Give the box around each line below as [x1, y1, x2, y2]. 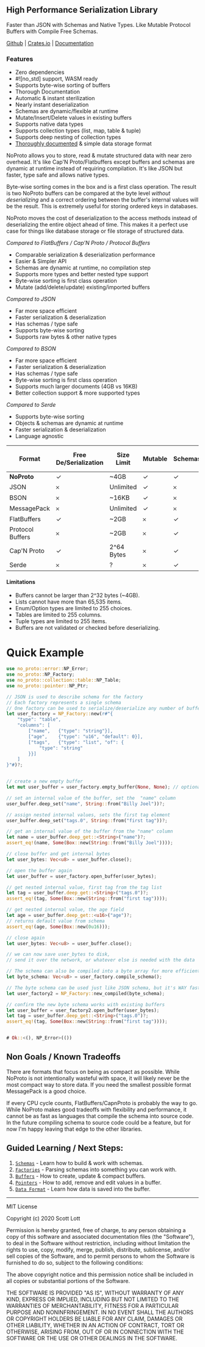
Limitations [6, 578, 35, 585]
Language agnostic [15, 433, 64, 440]
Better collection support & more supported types [15, 389, 140, 396]
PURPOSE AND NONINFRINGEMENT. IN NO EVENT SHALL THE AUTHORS [6, 1309, 194, 1316]
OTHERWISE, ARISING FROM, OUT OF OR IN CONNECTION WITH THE [6, 1328, 184, 1335]
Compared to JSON [6, 296, 56, 303]
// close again [6, 935, 45, 941]
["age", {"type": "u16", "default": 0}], [28, 733, 143, 740]
